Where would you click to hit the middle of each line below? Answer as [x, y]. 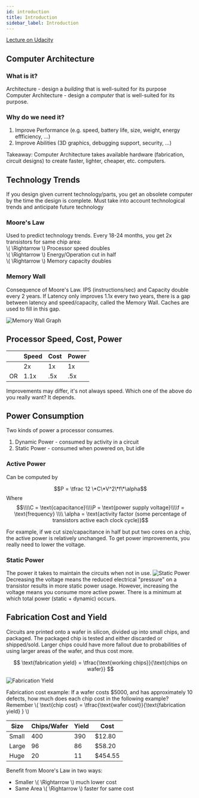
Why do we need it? [35, 117]
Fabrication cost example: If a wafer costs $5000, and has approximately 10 [99, 692]
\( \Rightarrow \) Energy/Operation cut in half [61, 255]
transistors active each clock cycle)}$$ [100, 520]
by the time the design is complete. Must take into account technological [96, 201]
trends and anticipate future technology [55, 207]
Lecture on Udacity [30, 40]
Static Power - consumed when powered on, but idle [79, 448]
